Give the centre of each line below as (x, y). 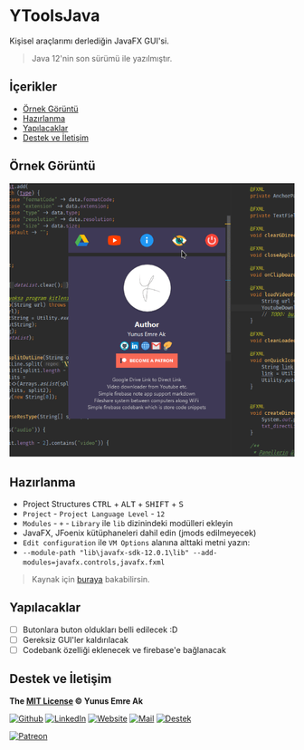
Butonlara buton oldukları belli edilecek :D (100, 630)
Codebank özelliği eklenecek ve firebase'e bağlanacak (124, 649)
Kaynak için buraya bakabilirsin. (91, 579)
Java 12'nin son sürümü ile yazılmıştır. (102, 58)
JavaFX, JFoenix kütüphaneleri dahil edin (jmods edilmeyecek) (139, 533)
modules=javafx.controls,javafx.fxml (94, 562)
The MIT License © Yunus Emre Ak (76, 701)
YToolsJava (55, 16)
